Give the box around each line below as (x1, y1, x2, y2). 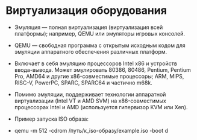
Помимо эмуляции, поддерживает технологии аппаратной (14, 91, 166, 98)
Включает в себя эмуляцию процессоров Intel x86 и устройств (14, 60, 177, 67)
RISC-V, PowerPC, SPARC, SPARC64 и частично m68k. (14, 79, 153, 86)
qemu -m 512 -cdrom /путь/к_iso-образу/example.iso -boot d (14, 127, 168, 134)
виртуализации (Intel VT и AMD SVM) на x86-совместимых (14, 97, 166, 104)
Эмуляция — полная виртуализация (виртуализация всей (14, 24, 163, 31)
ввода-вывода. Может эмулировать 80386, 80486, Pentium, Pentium (14, 66, 191, 73)
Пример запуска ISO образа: (14, 115, 89, 122)
